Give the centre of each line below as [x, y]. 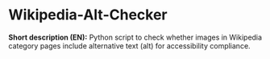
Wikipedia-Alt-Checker [88, 15]
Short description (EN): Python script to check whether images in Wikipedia [135, 37]
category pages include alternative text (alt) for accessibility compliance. [130, 45]
